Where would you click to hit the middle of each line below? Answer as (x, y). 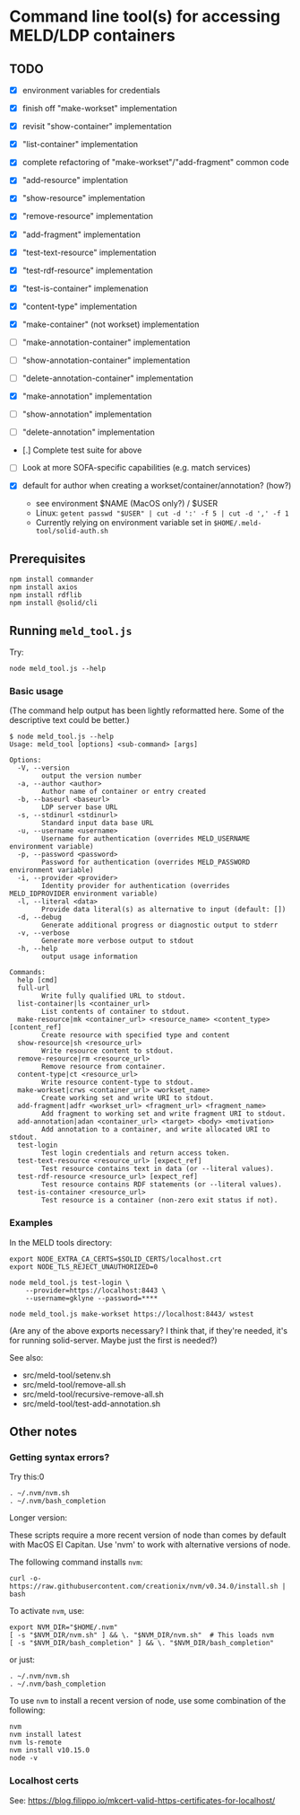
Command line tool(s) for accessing (145, 17)
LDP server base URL (80, 807)
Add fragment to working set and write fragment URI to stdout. (164, 1114)
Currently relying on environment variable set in (124, 523)
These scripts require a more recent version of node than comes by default (148, 1535)
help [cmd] (38, 981)
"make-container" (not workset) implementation (111, 324)
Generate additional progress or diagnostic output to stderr (160, 925)
